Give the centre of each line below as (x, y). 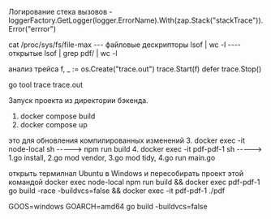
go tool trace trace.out (46, 85)
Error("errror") (32, 29)
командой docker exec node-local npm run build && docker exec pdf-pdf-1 (134, 182)
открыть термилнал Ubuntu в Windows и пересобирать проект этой (126, 173)
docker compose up (54, 125)
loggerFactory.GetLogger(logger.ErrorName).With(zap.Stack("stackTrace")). (136, 20)
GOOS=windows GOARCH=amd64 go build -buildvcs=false (108, 206)
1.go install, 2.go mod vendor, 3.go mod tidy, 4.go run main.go (112, 158)
